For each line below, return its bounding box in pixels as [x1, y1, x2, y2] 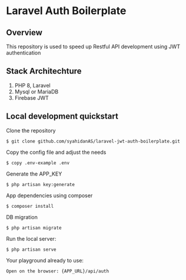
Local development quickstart [6, 112, 119, 122]
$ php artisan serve [6, 247, 57, 252]
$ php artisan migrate [6, 225, 62, 231]
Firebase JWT [14, 94, 49, 101]
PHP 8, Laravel [14, 82, 51, 89]
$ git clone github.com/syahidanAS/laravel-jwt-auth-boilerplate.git [6, 138, 181, 144]
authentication [6, 49, 41, 56]
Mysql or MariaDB [14, 88, 59, 95]
